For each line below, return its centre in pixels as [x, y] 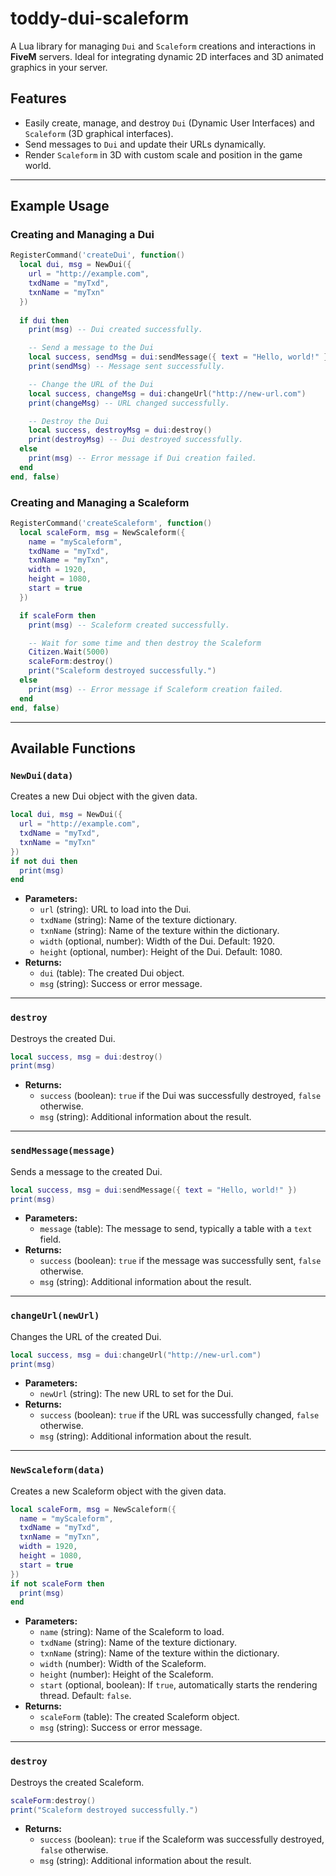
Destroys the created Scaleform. [77, 1782]
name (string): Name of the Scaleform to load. [132, 1632]
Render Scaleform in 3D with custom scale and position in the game [163, 154]
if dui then [44, 320]
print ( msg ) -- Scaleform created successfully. [129, 625]
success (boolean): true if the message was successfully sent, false [180, 1261]
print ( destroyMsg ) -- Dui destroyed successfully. [136, 440]
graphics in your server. [59, 67]
